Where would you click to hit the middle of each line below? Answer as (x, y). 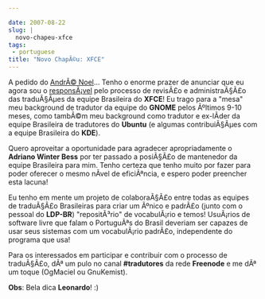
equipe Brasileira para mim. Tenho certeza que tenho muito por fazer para (129, 165)
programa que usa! (39, 240)
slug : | (21, 30)
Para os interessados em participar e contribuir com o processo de (118, 255)
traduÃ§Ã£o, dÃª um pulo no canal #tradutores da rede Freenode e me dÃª (132, 264)
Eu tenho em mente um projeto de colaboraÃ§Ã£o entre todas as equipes (129, 197)
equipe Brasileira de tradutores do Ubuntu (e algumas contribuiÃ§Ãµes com (133, 124)
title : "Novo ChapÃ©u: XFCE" (57, 60)
